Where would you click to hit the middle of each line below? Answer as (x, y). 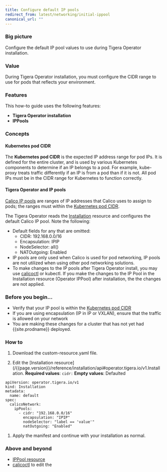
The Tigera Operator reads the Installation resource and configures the (78, 216)
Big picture (19, 37)
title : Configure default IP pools (42, 10)
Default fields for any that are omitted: (51, 231)
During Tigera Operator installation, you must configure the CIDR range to (81, 77)
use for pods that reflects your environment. (50, 82)
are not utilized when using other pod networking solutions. (73, 263)
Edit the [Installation (33, 363)
